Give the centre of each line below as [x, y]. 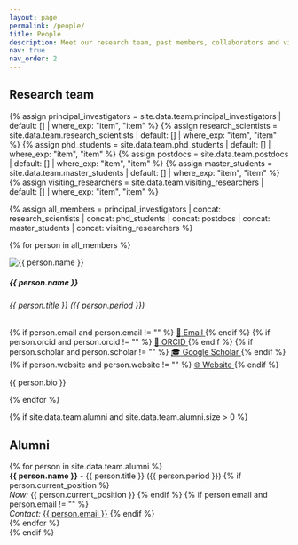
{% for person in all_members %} [70, 244]
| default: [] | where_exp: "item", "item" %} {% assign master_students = [141, 163]
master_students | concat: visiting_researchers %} [101, 228]
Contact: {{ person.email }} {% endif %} [82, 514]
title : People [35, 34]
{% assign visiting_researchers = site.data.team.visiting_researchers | [137, 182]
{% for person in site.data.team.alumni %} [86, 467]
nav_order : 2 [33, 59]
